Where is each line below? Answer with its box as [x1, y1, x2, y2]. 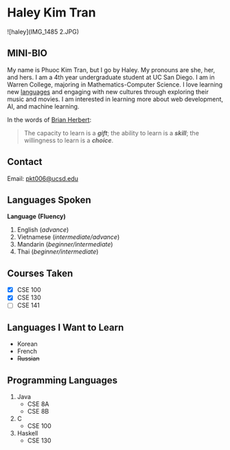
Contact [7, 156, 43, 168]
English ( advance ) [16, 225, 69, 234]
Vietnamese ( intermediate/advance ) [16, 233, 120, 241]
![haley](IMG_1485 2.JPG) [7, 27, 80, 36]
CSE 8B [27, 407, 49, 415]
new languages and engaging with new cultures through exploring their [7, 87, 209, 95]
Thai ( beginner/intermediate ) [16, 247, 99, 256]
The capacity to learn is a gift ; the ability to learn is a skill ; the [23, 128, 199, 137]
